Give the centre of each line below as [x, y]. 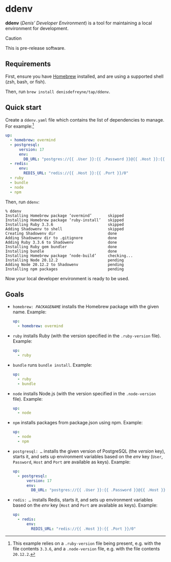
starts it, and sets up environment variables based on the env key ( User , [88, 456]
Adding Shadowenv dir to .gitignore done [61, 238]
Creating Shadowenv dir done [61, 233]
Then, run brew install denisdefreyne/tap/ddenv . [58, 92]
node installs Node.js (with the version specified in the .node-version [84, 393]
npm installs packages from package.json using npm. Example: [78, 423]
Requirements [28, 64]
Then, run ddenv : [22, 202]
